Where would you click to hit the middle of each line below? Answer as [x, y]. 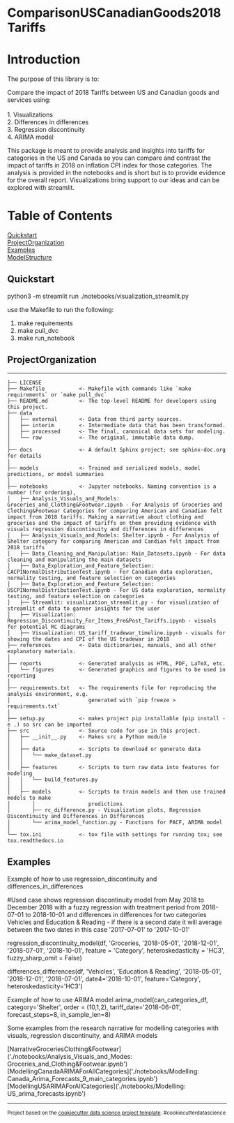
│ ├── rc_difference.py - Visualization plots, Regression [104, 810]
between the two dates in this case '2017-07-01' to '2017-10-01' [99, 929]
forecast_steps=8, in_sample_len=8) [59, 1014]
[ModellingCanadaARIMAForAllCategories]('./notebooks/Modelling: [103, 1071]
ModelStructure [30, 258]
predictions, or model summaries [56, 474]
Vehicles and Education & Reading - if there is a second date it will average [115, 922]
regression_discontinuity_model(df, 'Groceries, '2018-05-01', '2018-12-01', [113, 943]
